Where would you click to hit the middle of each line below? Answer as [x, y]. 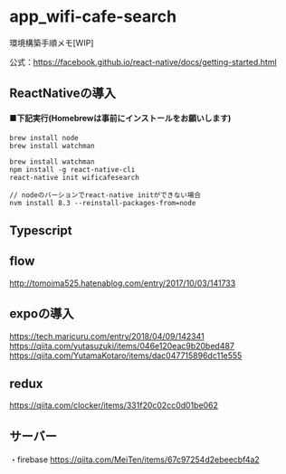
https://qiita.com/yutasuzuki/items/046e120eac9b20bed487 [122, 346]
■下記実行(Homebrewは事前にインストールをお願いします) [120, 118]
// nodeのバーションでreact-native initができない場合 [105, 195]
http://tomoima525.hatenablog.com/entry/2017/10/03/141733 [123, 283]
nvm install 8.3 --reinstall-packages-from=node [103, 203]
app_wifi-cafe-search [93, 17]
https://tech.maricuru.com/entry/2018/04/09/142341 [107, 336]
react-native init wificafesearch [75, 177]
